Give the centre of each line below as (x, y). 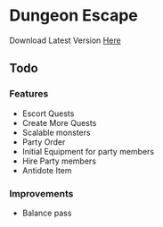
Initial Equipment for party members (88, 151)
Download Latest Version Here (65, 40)
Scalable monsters (56, 132)
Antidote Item (47, 170)
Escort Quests (48, 113)
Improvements (41, 193)
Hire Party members (59, 161)
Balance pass (47, 213)
